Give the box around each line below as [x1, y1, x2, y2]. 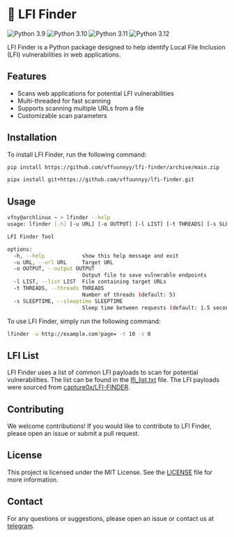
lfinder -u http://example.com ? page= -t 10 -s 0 [7, 330, 151, 337]
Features [7, 71, 47, 82]
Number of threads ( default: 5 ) [81, 291, 176, 298]
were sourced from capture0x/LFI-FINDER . [7, 383, 130, 392]
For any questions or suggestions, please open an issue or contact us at [7, 514, 214, 522]
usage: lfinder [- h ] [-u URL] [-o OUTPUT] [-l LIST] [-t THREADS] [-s [7, 221, 217, 228]
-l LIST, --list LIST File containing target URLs [13, 279, 167, 286]
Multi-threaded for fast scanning [17, 96, 111, 105]
